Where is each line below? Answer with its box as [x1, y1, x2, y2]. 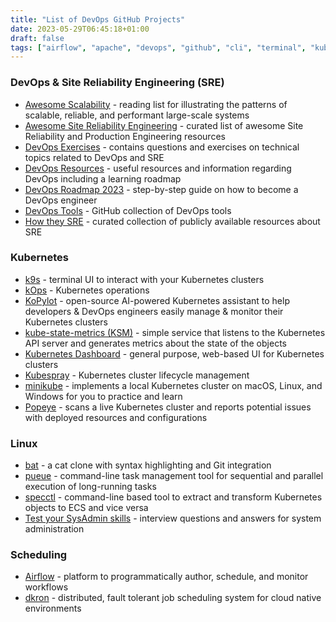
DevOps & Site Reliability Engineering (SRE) [10, 76, 225, 90]
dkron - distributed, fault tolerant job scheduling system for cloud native [24, 592, 322, 604]
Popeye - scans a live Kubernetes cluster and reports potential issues [24, 401, 312, 413]
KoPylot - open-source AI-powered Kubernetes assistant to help [24, 294, 290, 306]
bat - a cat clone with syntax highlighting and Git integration [24, 459, 272, 471]
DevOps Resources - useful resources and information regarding [24, 162, 292, 174]
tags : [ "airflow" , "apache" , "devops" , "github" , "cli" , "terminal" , [10, 42, 307, 53]
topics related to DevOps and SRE [24, 151, 165, 163]
